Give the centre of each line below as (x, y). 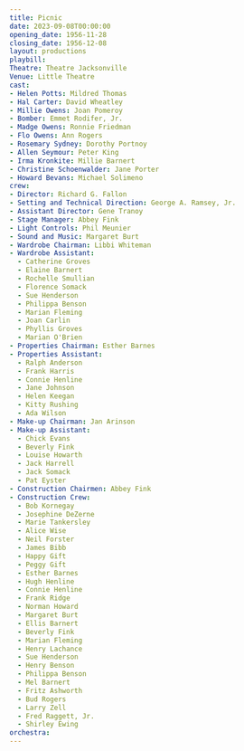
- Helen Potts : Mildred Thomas (68, 93)
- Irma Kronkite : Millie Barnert (72, 161)
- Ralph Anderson (50, 363)
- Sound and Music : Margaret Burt (75, 236)
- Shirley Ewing (48, 725)
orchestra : (30, 733)
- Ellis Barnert (48, 623)
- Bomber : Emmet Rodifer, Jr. (66, 119)
